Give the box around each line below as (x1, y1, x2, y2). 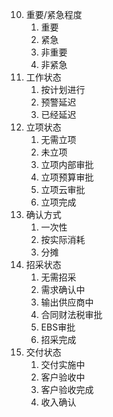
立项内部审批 (40, 159, 94, 170)
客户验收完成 (40, 384, 94, 395)
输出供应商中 (40, 296, 94, 308)
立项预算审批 (40, 171, 94, 183)
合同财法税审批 (40, 309, 103, 320)
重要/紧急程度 (25, 9, 83, 20)
